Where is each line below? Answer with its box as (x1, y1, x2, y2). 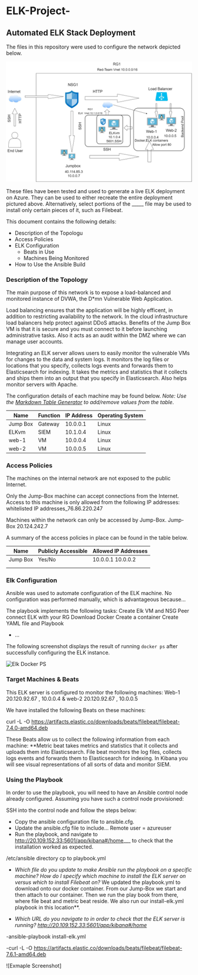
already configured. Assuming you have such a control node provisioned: (6, 795, 184, 802)
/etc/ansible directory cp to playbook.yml (6, 855, 106, 862)
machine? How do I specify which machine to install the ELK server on (14, 873, 186, 880)
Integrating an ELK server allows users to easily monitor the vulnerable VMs (6, 350, 190, 357)
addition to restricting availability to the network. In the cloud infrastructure (6, 313, 188, 320)
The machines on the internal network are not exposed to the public (6, 474, 171, 482)
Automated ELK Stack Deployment (6, 28, 136, 38)
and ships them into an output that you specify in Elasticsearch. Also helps (6, 375, 187, 382)
